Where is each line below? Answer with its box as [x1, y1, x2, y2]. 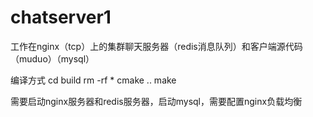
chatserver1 [10, 6, 112, 29]
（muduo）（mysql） [10, 52, 95, 65]
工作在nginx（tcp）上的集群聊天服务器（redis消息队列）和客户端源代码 [10, 40, 303, 52]
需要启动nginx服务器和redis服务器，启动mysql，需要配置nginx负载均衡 [10, 95, 303, 107]
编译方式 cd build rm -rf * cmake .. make [10, 74, 177, 86]
